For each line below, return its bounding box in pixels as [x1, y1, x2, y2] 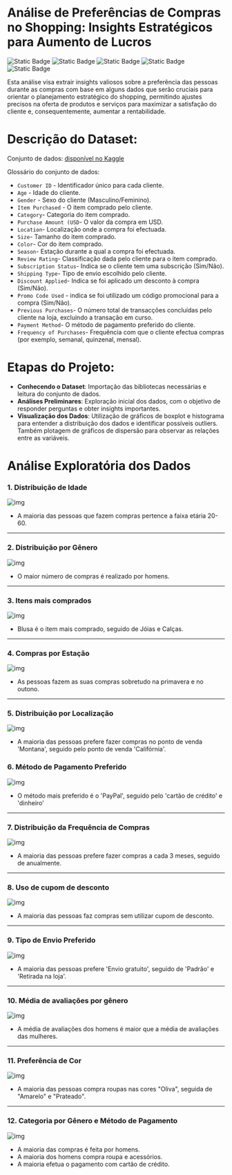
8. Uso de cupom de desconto [7, 883, 109, 892]
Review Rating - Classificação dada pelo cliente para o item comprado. [17, 254, 217, 263]
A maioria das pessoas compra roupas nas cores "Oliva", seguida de [17, 1085, 213, 1093]
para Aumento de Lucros [7, 35, 152, 50]
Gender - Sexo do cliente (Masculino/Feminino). [17, 196, 151, 204]
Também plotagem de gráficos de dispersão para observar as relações [17, 426, 220, 435]
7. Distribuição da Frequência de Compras [7, 822, 151, 832]
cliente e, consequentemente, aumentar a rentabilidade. [7, 107, 166, 115]
